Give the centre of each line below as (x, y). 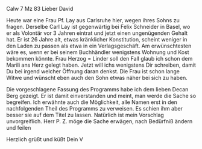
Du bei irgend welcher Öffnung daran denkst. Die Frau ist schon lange (93, 71)
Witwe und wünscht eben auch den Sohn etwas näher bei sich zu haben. (97, 78)
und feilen (19, 128)
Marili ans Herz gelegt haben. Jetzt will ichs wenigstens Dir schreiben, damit (101, 65)
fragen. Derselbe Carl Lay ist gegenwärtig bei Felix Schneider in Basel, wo (98, 27)
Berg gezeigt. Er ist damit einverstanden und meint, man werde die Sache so (101, 96)
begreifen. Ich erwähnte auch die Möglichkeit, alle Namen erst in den (92, 102)
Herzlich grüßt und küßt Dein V (45, 139)
